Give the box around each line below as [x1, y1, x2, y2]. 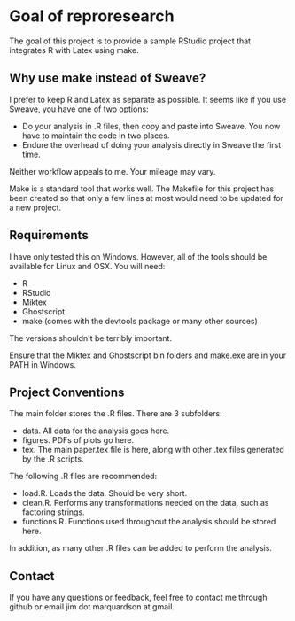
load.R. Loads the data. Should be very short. [21, 488, 188, 499]
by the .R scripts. [21, 454, 84, 464]
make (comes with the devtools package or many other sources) [21, 315, 259, 326]
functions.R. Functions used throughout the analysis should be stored [21, 516, 276, 527]
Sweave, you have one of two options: [9, 104, 149, 114]
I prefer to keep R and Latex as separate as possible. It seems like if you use [9, 94, 286, 105]
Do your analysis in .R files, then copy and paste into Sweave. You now [21, 120, 281, 131]
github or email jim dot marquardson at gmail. [9, 602, 175, 612]
